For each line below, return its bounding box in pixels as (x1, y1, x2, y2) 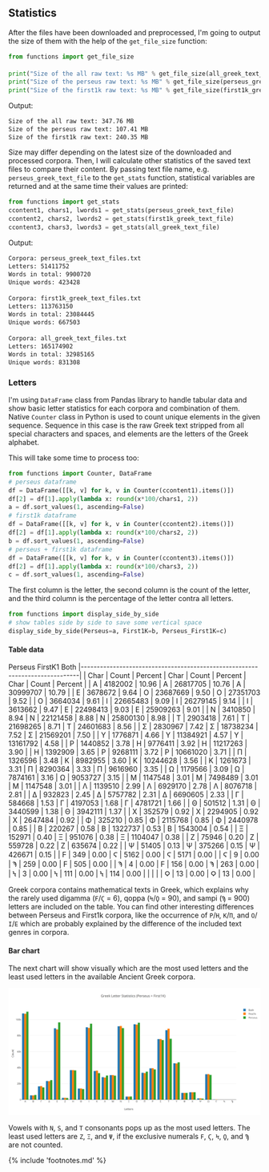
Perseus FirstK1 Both (8, 662, 77, 672)
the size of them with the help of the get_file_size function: (8, 36, 207, 46)
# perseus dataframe (8, 478, 78, 486)
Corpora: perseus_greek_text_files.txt (8, 254, 142, 263)
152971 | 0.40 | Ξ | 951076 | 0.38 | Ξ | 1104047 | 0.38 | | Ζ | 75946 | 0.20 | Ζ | (8, 833, 259, 842)
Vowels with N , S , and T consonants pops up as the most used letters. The (8, 1122, 251, 1132)
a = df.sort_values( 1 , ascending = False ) (8, 504, 146, 512)
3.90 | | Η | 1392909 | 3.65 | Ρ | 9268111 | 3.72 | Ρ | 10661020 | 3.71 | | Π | (8, 748, 247, 757)
